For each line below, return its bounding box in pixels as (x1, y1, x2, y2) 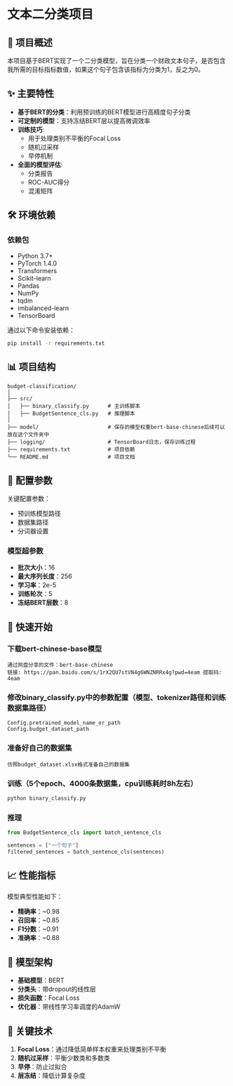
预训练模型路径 (17, 510, 61, 517)
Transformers (17, 266, 58, 274)
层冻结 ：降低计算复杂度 (17, 1071, 86, 1080)
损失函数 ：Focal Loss (17, 994, 80, 1002)
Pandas (17, 282, 40, 290)
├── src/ (7, 395, 33, 402)
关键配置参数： (7, 494, 51, 503)
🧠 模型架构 (7, 956, 53, 968)
